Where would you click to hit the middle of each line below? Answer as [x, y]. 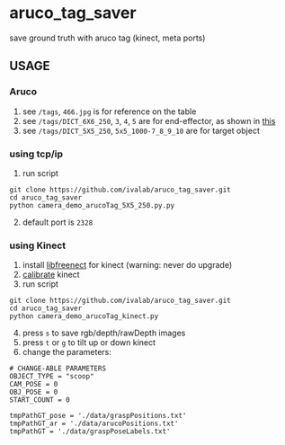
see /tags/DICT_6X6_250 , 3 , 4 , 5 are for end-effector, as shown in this [149, 120]
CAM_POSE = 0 [34, 385]
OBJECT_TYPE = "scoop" [52, 377]
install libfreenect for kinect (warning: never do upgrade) [127, 265]
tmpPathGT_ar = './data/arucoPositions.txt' [94, 424]
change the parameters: [67, 352]
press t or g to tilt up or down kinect [89, 343]
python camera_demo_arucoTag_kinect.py [84, 316]
